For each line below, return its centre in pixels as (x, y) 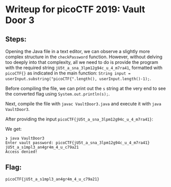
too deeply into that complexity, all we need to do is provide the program (82, 62)
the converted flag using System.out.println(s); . (58, 94)
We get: (14, 129)
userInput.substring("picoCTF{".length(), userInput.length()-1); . (78, 78)
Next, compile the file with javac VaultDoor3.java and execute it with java (83, 104)
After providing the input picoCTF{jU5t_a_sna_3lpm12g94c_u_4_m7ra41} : (79, 119)
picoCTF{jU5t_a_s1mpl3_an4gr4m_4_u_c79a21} (52, 179)
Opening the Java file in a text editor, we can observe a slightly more (78, 51)
